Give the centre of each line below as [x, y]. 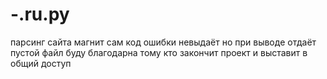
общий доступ [41, 63]
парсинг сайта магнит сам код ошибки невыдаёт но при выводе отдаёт [163, 42]
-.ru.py [40, 14]
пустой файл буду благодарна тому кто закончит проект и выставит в [159, 52]
